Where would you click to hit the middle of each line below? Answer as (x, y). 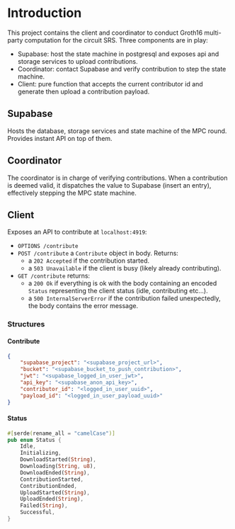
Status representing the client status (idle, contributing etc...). (118, 291)
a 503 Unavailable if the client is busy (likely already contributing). (125, 268)
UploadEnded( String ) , (52, 499)
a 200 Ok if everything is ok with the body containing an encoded (122, 283)
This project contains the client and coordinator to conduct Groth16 (105, 33)
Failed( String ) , (44, 506)
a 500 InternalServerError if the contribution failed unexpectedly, (124, 298)
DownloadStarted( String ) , (58, 460)
